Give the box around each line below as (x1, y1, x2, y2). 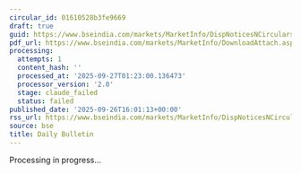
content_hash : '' (17, 64, 82, 73)
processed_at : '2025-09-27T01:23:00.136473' (17, 72, 186, 81)
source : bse (9, 122, 54, 131)
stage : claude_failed (17, 88, 99, 97)
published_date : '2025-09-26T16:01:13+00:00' (9, 105, 182, 114)
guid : (9, 30, 30, 39)
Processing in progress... (9, 154, 101, 165)
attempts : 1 (17, 55, 63, 64)
